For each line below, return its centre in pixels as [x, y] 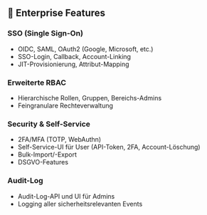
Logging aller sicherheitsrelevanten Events [80, 204]
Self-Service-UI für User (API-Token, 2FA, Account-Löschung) [109, 147]
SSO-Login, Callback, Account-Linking [74, 56]
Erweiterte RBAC [37, 83]
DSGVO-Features [43, 162]
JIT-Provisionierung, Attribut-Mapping [73, 64]
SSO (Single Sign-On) [46, 33]
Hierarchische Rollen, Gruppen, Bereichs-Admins [90, 98]
